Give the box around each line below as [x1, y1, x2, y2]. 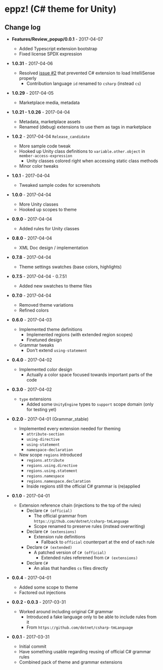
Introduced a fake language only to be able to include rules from [26, 614, 157, 620]
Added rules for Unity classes [19, 226, 80, 231]
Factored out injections [19, 590, 66, 595]
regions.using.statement [26, 468, 78, 473]
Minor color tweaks [19, 163, 59, 169]
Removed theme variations [19, 302, 73, 308]
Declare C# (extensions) [26, 529, 77, 534]
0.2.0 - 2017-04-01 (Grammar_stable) [11, 416, 89, 422]
